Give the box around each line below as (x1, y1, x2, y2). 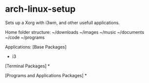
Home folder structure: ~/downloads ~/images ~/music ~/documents (5, 29, 145, 35)
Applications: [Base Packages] (5, 44, 67, 50)
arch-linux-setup (5, 3, 76, 15)
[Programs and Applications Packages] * (5, 72, 87, 78)
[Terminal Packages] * (5, 63, 50, 69)
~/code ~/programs (5, 34, 45, 40)
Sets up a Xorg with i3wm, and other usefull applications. (5, 20, 120, 26)
